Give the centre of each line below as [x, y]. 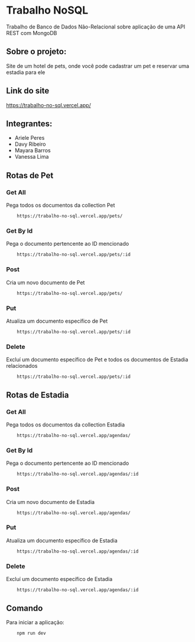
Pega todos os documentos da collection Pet [61, 206]
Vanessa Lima [32, 157]
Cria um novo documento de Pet [45, 283]
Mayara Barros [33, 150]
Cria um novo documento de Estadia [51, 502]
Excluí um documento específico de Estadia [59, 579]
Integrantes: [29, 123]
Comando [25, 608]
